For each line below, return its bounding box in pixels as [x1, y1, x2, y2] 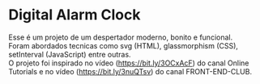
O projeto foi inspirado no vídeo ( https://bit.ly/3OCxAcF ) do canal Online [8, 58, 249, 68]
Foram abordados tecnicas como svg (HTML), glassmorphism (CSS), [8, 40, 239, 50]
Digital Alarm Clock [8, 6, 141, 24]
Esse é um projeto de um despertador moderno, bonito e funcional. [8, 32, 233, 42]
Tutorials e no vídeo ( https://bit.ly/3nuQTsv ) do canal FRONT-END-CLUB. [8, 66, 253, 76]
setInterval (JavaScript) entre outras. [8, 49, 131, 59]
